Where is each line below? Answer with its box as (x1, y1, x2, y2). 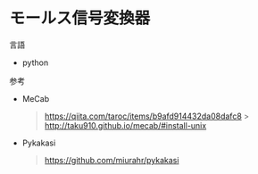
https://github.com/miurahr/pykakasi (44, 154, 179, 165)
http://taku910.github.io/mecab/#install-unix (44, 120, 207, 130)
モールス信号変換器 (9, 8, 151, 29)
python (21, 57, 49, 68)
